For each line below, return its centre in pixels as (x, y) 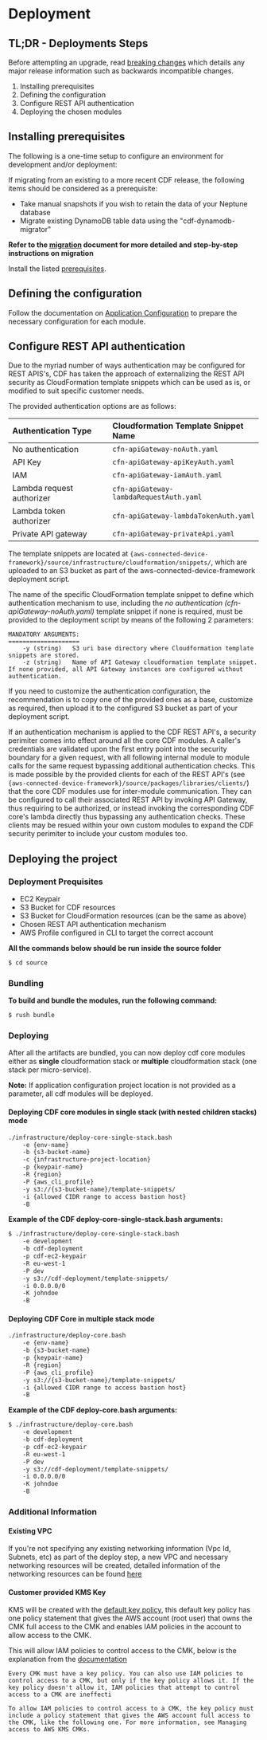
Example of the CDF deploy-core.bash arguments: (93, 1410)
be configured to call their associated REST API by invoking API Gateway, (128, 800)
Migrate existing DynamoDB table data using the (99, 221)
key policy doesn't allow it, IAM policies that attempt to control (124, 1688)
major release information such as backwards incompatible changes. (121, 71)
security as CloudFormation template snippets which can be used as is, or (130, 383)
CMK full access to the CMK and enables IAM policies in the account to (125, 1627)
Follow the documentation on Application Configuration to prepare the (123, 312)
